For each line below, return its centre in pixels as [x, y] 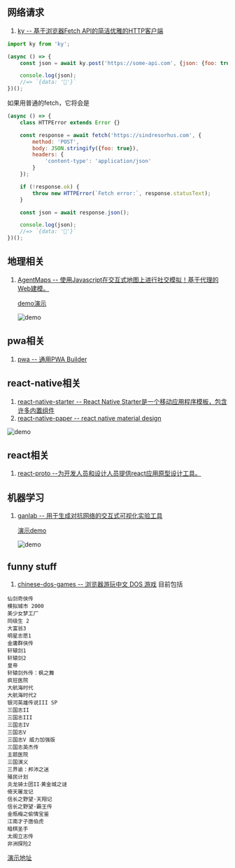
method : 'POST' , [56, 142]
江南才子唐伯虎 [26, 821]
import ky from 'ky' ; [39, 44]
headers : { [48, 155]
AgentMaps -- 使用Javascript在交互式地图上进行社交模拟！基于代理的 [118, 280]
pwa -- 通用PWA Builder [52, 359]
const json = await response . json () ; [75, 212]
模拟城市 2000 [26, 606]
